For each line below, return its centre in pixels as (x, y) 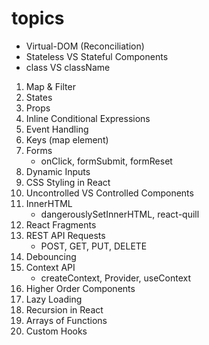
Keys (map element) (67, 139)
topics (38, 18)
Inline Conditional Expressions (88, 118)
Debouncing (51, 256)
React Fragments (61, 224)
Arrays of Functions (66, 320)
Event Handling (57, 129)
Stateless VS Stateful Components (97, 56)
